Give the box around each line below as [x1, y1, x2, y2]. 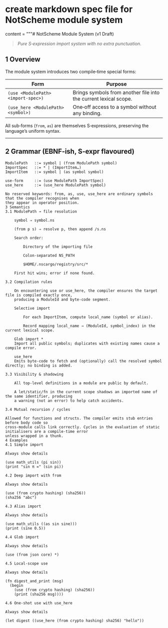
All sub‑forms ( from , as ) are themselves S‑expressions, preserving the [5, 122, 149, 129]
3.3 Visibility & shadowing [5, 372, 64, 377]
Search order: [14, 235, 43, 240]
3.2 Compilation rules [5, 279, 52, 285]
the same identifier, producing [5, 394, 72, 399]
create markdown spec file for [5, 4, 133, 15]
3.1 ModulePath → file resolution [5, 209, 77, 214]
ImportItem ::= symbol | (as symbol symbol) [5, 169, 104, 174]
